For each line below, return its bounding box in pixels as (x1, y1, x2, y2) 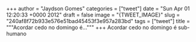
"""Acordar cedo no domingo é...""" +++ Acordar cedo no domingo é (6, 24, 177, 31)
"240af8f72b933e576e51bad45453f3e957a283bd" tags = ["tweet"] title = (6, 18, 191, 24)
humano (6, 30, 27, 37)
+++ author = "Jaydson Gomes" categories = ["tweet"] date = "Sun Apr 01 (6, 5, 190, 12)
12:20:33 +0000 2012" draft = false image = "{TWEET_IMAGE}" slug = (6, 11, 180, 18)
